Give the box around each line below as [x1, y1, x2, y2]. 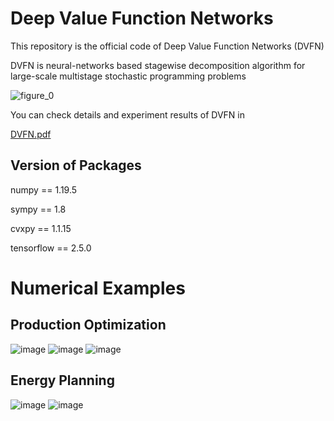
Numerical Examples [10, 277, 186, 299]
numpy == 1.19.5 [10, 183, 78, 196]
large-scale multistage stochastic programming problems [10, 70, 247, 82]
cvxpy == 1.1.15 [10, 222, 72, 234]
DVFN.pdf [10, 128, 52, 140]
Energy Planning [10, 372, 115, 389]
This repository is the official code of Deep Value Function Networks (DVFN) [10, 40, 325, 52]
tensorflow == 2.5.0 [10, 242, 92, 254]
